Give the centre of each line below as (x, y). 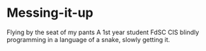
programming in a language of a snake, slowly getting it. (88, 39)
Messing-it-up (50, 13)
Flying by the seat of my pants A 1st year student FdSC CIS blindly (103, 32)
